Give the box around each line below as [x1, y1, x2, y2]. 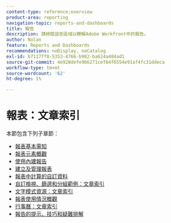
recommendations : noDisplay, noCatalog [6, 48, 106, 54]
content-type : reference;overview [6, 8, 93, 15]
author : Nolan [6, 37, 42, 43]
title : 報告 [6, 25, 34, 32]
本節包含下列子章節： [6, 130, 59, 137]
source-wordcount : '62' [6, 70, 66, 76]
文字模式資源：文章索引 [14, 188, 73, 195]
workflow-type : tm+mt [6, 64, 61, 71]
